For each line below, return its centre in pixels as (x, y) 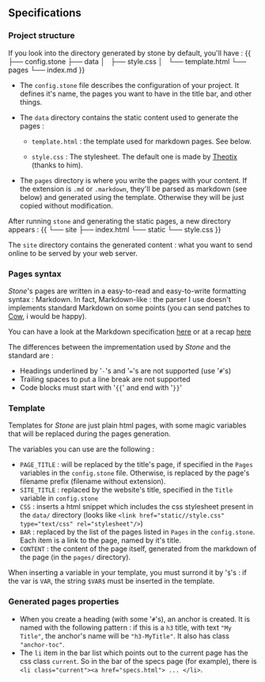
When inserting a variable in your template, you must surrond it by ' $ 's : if (127, 573)
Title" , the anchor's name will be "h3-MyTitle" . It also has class (124, 636)
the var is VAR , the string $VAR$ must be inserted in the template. (112, 581)
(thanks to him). (57, 165)
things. (31, 102)
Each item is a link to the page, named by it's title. (100, 540)
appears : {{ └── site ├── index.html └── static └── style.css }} (115, 229)
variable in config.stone (59, 498)
